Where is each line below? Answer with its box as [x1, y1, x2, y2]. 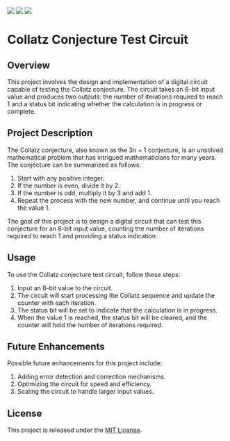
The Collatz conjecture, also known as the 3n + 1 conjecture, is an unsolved [7, 146, 224, 154]
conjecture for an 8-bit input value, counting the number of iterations [7, 224, 204, 233]
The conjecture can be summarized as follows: [7, 160, 141, 169]
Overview [7, 59, 51, 71]
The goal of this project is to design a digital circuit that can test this [7, 217, 202, 225]
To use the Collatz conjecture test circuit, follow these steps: [7, 270, 181, 278]
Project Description [7, 127, 93, 139]
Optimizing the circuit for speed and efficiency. [17, 380, 152, 388]
